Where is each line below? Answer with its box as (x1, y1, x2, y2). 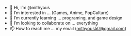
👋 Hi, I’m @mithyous (9, 5, 50, 10)
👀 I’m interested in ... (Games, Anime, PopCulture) (9, 10, 109, 16)
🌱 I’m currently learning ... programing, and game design (9, 15, 123, 20)
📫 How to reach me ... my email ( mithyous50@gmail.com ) (9, 26, 127, 31)
